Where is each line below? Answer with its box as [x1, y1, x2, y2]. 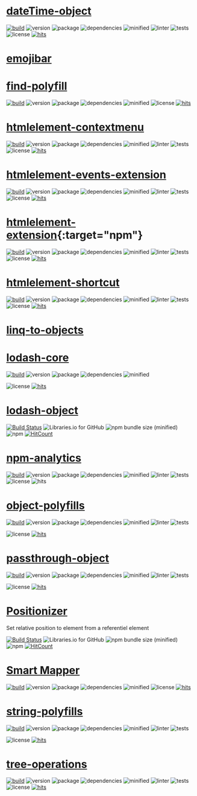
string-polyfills [6, 704, 83, 718]
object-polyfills [6, 499, 86, 512]
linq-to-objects [6, 323, 84, 337]
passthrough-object [6, 551, 110, 565]
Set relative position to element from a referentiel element [6, 624, 149, 631]
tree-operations [6, 757, 87, 771]
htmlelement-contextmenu [6, 121, 145, 134]
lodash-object [6, 404, 78, 418]
